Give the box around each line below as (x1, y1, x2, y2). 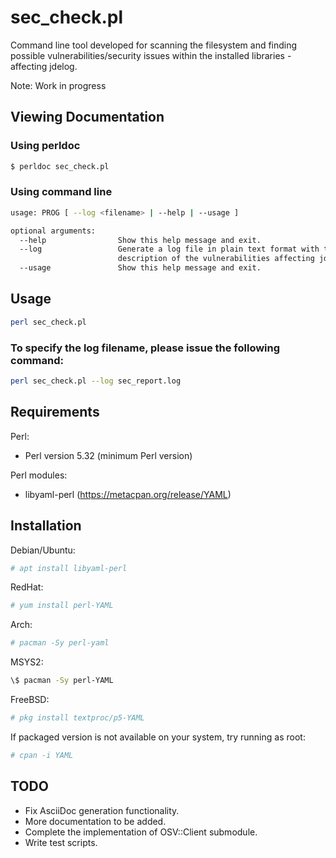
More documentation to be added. (24, 815, 167, 827)
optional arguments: (10, 226, 97, 236)
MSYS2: (10, 656, 44, 668)
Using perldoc (10, 139, 81, 153)
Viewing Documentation (10, 109, 165, 126)
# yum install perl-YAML (10, 601, 114, 611)
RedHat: (10, 581, 44, 593)
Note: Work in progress (10, 79, 107, 91)
